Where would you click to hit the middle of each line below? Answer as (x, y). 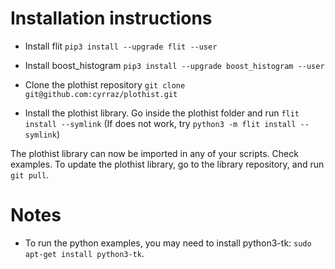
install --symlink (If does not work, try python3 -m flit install (160, 123)
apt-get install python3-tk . (84, 253)
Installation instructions (111, 18)
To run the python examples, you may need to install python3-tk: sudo (168, 243)
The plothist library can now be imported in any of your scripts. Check (154, 153)
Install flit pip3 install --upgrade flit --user (121, 46)
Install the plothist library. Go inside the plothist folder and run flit (162, 113)
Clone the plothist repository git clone (105, 84)
